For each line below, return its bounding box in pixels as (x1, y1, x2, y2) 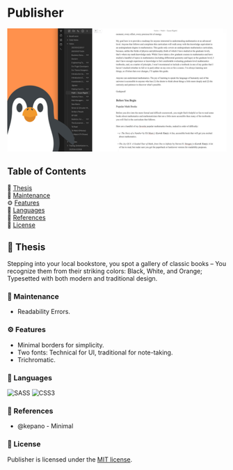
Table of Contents (7, 165, 87, 177)
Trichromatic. (17, 355, 56, 363)
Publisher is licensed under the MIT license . (7, 455, 133, 464)
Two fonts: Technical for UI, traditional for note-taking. (17, 348, 173, 357)
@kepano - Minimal (17, 422, 74, 430)
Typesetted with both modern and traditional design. (7, 274, 158, 283)
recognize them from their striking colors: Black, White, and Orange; (7, 267, 203, 276)
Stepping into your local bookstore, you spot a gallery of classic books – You (7, 260, 227, 268)
